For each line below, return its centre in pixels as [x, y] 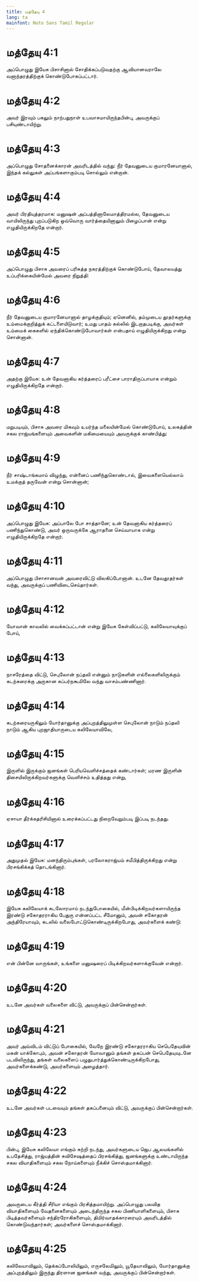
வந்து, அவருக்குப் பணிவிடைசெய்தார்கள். [52, 585]
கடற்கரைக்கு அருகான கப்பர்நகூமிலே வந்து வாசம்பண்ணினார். [76, 681]
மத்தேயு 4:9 [33, 458]
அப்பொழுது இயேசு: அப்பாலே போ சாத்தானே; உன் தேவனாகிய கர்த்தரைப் [89, 523]
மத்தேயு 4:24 [37, 1187]
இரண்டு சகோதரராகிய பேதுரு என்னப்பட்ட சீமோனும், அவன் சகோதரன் [87, 915]
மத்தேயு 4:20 [37, 988]
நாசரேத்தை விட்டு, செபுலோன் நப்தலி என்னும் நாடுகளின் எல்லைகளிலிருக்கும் [93, 674]
